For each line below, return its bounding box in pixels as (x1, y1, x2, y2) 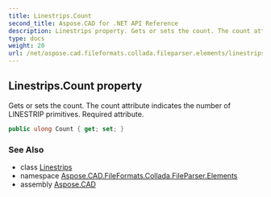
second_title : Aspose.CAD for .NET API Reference (8, 19, 179, 27)
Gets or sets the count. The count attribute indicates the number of (8, 100, 231, 110)
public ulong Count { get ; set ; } (8, 124, 125, 133)
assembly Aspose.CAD (19, 179, 97, 189)
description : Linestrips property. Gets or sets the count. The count (8, 27, 251, 35)
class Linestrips (19, 162, 73, 172)
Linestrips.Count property (8, 79, 143, 93)
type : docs (8, 34, 45, 43)
